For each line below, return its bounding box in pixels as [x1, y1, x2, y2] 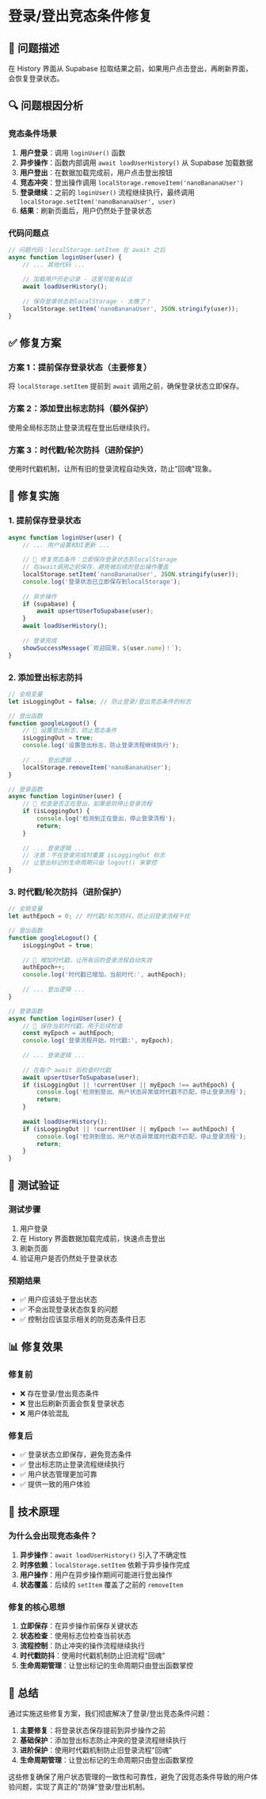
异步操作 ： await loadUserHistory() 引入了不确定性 [19, 1550, 188, 1560]
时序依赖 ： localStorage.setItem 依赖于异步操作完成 [19, 1560, 190, 1569]
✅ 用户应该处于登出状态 [19, 1295, 97, 1304]
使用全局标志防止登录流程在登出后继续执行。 [8, 422, 154, 432]
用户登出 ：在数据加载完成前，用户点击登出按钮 [19, 167, 173, 177]
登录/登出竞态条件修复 [8, 7, 153, 25]
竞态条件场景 [8, 128, 58, 139]
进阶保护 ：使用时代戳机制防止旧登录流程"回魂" [19, 1745, 173, 1755]
